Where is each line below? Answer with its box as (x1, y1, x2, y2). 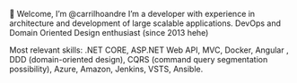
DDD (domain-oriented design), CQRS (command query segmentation (9, 54, 268, 64)
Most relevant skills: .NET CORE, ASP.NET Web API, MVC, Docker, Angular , (9, 45, 289, 55)
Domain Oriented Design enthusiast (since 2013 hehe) (9, 28, 209, 37)
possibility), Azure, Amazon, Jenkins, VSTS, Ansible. (9, 63, 204, 74)
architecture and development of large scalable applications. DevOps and (9, 18, 281, 29)
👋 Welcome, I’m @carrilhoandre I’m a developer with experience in (9, 9, 256, 19)
